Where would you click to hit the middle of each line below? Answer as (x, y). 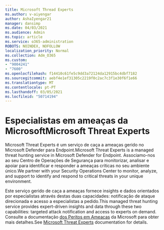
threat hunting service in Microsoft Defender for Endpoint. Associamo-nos (80, 155)
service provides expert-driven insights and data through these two (73, 206)
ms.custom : (16, 60)
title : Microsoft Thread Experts (39, 10)
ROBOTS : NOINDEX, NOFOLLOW (33, 46)
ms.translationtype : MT (29, 83)
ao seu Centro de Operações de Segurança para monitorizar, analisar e (77, 161)
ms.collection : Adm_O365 (30, 55)
